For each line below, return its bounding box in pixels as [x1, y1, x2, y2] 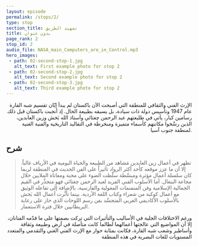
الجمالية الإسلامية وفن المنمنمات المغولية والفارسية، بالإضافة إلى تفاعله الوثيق [20, 184, 190, 191]
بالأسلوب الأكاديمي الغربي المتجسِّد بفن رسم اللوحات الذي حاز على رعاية [20, 197, 180, 204]
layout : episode [6, 8, 46, 15]
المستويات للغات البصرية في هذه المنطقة [101, 233, 192, 240]
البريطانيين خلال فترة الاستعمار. [20, 202, 90, 210]
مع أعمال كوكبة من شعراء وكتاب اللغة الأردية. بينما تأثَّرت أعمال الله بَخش [20, 190, 180, 197]
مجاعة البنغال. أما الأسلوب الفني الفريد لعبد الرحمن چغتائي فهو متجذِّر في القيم [20, 178, 192, 185]
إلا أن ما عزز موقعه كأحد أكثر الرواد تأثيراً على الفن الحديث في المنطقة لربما [20, 165, 186, 172]
